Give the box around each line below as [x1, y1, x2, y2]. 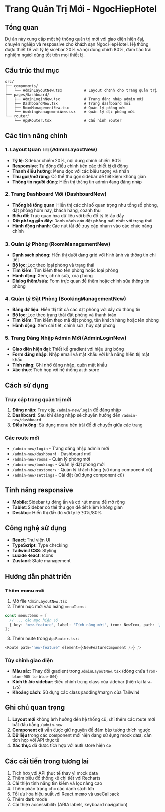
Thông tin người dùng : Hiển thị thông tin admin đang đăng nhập [12, 179, 142, 185]
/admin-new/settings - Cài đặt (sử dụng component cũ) [12, 472, 124, 478]
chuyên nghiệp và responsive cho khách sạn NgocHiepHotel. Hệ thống [5, 41, 149, 47]
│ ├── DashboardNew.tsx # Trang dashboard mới [5, 101, 131, 106]
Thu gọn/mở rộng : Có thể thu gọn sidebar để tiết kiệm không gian [12, 173, 146, 179]
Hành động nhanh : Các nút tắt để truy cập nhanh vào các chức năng [12, 223, 152, 229]
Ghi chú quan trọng [5, 703, 65, 712]
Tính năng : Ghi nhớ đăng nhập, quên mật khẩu [12, 362, 107, 368]
